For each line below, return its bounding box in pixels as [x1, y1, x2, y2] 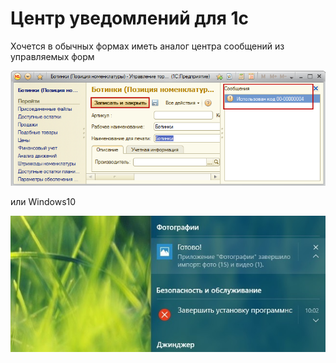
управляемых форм [10, 50, 95, 62]
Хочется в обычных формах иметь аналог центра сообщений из [10, 40, 285, 52]
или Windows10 [10, 195, 77, 207]
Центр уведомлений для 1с [10, 7, 250, 30]
